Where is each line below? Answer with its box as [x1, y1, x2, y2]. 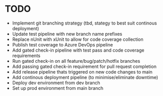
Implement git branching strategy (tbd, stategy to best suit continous [12, 20, 157, 26]
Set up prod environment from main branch [12, 85, 103, 91]
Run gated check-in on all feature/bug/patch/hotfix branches [12, 58, 141, 64]
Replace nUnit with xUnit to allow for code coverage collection [12, 36, 144, 42]
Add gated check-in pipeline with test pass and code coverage [12, 47, 145, 53]
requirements [12, 52, 40, 59]
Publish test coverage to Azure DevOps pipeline [12, 41, 113, 47]
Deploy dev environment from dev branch [12, 80, 100, 86]
